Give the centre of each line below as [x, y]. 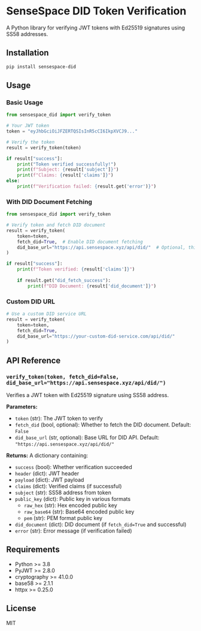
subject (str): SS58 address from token [63, 492]
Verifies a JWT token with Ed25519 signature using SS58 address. [88, 395]
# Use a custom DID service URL [46, 314]
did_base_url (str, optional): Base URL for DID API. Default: [87, 437]
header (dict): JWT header [47, 473]
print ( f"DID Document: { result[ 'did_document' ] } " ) [92, 286]
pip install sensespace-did [41, 67]
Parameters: [22, 407]
